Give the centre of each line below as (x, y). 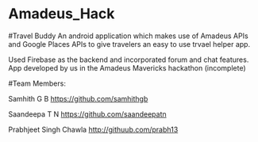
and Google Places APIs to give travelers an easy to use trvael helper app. (129, 44)
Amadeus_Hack (62, 14)
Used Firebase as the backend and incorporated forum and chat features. (129, 59)
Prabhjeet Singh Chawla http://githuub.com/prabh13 (93, 129)
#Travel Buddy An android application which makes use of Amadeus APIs (128, 36)
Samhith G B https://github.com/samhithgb (78, 98)
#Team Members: (37, 83)
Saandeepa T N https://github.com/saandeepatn (87, 114)
